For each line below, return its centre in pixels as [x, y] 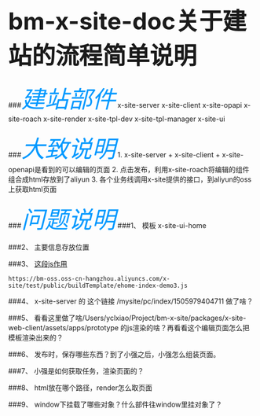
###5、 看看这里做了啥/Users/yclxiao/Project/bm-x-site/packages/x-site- [127, 318]
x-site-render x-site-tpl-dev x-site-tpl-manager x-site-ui [134, 119]
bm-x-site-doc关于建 [127, 21]
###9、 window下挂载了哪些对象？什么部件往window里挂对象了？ [115, 404]
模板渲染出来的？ [36, 337]
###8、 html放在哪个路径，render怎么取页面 [81, 388]
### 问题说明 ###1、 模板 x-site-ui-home [107, 220]
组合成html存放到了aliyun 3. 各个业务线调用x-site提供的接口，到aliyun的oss [130, 179]
